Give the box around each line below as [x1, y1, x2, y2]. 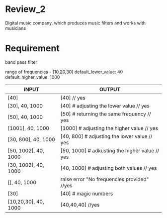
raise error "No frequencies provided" [60, 176, 149, 183]
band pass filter [5, 59, 37, 65]
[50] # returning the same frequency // [60, 110, 152, 117]
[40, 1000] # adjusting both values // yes [60, 164, 157, 171]
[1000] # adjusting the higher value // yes [60, 124, 158, 131]
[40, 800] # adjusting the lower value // [60, 133, 153, 140]
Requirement [5, 43, 60, 54]
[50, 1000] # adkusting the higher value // [60, 147, 160, 154]
